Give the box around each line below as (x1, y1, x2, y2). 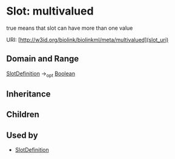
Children (6, 109, 39, 120)
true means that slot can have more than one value (6, 24, 133, 32)
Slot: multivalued (6, 4, 94, 18)
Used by (6, 130, 38, 140)
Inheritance (6, 89, 51, 99)
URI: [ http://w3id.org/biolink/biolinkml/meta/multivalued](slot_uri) (6, 36, 169, 43)
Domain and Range (6, 53, 79, 64)
